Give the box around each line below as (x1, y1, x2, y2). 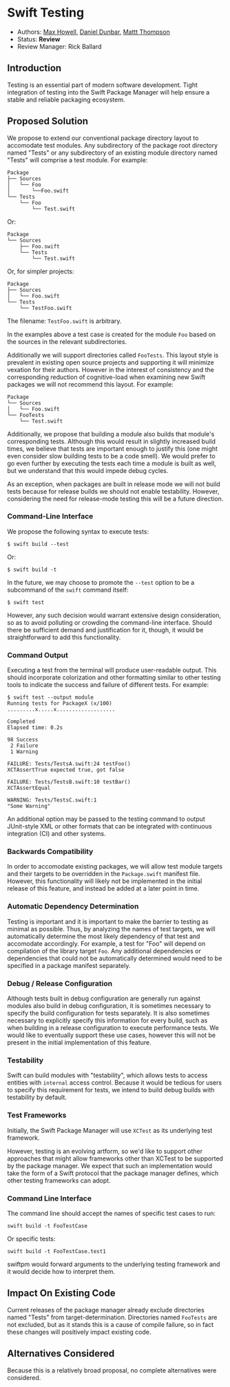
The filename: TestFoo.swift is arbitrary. (7, 316, 122, 325)
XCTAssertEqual (7, 785, 51, 792)
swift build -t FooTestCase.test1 (7, 1248, 107, 1254)
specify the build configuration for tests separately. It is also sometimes (7, 1009, 210, 1018)
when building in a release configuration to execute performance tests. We (7, 1024, 219, 1032)
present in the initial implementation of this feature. (7, 1038, 151, 1047)
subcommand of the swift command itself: (7, 585, 129, 594)
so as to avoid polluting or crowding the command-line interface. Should (7, 618, 212, 626)
